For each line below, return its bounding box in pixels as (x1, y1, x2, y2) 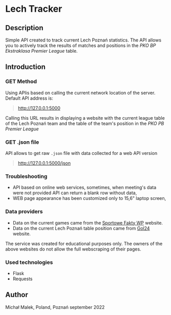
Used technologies (5, 259, 53, 266)
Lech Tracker (5, 3, 62, 15)
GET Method (5, 78, 37, 85)
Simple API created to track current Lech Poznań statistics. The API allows (5, 37, 162, 43)
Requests (12, 276, 33, 282)
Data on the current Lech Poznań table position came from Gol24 (12, 225, 150, 231)
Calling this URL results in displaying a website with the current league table (5, 115, 165, 121)
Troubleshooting (5, 172, 47, 179)
